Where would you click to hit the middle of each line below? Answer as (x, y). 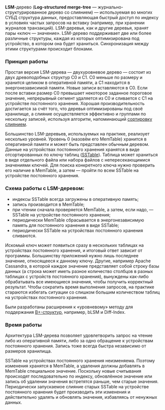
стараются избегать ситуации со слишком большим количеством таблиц (82, 292)
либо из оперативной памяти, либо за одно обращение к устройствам (79, 340)
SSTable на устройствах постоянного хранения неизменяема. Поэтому (80, 360)
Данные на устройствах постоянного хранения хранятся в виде (72, 150)
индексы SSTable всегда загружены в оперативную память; (75, 199)
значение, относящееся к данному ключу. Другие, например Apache (78, 261)
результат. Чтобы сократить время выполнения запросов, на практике (80, 287)
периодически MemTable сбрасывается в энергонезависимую (78, 220)
